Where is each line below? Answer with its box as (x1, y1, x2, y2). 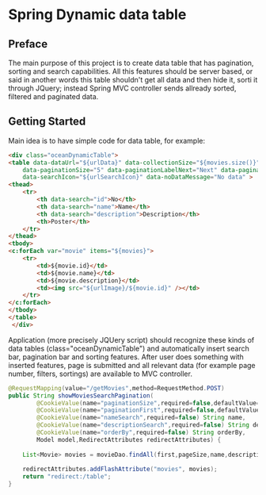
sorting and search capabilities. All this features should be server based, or (8, 67, 253, 76)
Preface (8, 37, 48, 51)
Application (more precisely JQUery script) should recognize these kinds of (8, 335, 255, 344)
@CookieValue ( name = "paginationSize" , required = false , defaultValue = (36, 399, 260, 407)
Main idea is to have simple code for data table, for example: (8, 136, 206, 145)
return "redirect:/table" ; (22, 473, 112, 481)
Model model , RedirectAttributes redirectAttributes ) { (36, 436, 222, 443)
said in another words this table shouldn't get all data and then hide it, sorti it (8, 75, 258, 84)
